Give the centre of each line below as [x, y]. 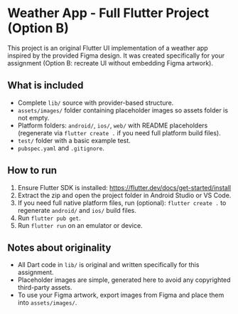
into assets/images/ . [47, 303]
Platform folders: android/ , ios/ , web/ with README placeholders [113, 125]
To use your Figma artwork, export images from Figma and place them [121, 295]
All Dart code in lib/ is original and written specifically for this [108, 265]
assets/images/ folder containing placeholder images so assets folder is [123, 110]
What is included [45, 86]
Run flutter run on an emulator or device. [80, 225]
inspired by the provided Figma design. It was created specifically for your [116, 56]
